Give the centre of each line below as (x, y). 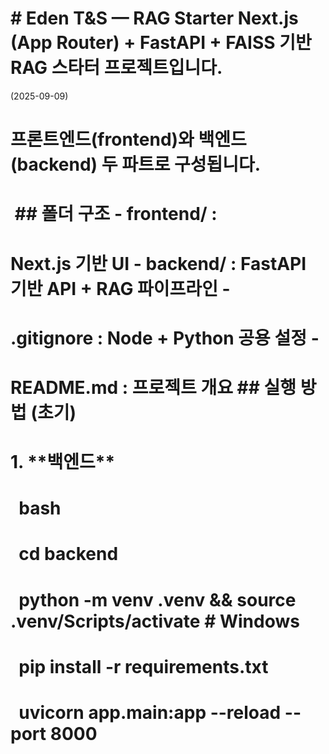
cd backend (68, 554)
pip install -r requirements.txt (143, 666)
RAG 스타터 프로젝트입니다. (116, 68)
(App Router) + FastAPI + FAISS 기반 (161, 43)
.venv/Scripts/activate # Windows (155, 621)
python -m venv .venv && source (157, 599)
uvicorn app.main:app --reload (150, 713)
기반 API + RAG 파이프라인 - (120, 288)
